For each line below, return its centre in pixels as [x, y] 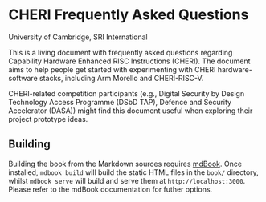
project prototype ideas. [48, 119]
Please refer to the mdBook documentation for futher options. [110, 189]
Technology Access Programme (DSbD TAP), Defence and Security [120, 102]
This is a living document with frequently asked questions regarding [121, 52]
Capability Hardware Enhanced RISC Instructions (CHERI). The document [129, 61]
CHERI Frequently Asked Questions [129, 15]
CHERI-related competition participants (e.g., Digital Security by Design [127, 93]
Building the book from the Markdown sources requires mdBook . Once [125, 164]
